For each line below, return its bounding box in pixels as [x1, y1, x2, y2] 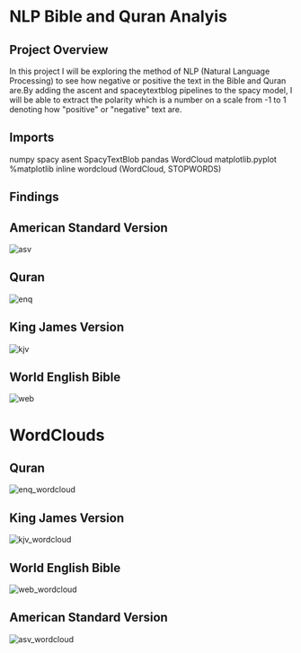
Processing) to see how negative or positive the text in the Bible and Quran [9, 75, 287, 86]
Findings [9, 190, 60, 205]
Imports [9, 130, 55, 146]
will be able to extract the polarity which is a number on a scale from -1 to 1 [9, 94, 287, 105]
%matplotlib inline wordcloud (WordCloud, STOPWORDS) [9, 163, 222, 174]
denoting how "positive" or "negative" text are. [9, 104, 182, 114]
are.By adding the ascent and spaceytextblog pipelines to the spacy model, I [9, 85, 293, 95]
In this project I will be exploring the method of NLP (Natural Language [9, 66, 270, 76]
